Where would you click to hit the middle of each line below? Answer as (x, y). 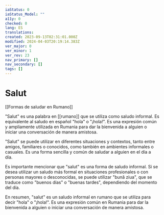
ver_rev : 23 (17, 55)
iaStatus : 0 (17, 10)
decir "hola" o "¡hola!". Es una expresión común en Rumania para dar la (77, 202)
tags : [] (14, 69)
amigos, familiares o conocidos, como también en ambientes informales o (80, 147)
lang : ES (14, 28)
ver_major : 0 (18, 46)
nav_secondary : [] (24, 64)
